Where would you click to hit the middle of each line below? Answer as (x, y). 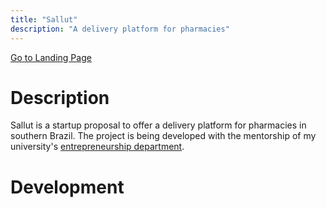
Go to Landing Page (51, 57)
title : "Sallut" (44, 19)
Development (67, 187)
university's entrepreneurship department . (97, 147)
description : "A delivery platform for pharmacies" (120, 29)
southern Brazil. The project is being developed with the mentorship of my (163, 136)
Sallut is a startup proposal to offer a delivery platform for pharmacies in (158, 125)
